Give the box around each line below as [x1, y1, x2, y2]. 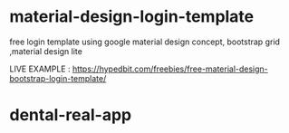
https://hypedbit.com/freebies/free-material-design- [72, 63, 269, 74]
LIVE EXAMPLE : [9, 63, 71, 74]
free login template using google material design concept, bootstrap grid [9, 36, 281, 47]
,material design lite [9, 45, 83, 56]
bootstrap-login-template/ [9, 72, 107, 83]
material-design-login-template [9, 6, 255, 27]
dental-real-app [9, 105, 132, 126]
